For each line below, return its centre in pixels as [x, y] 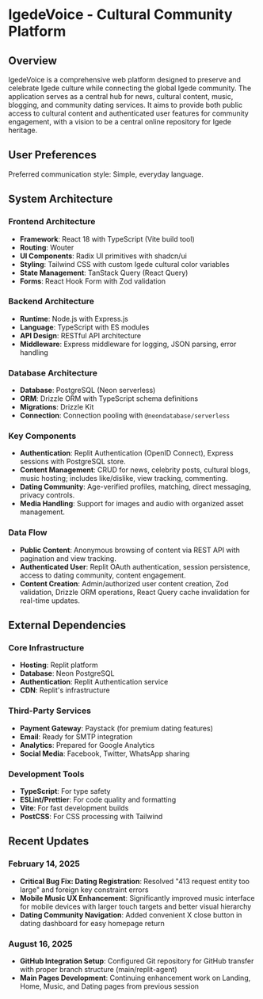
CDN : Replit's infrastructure [65, 690]
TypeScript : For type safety [65, 791]
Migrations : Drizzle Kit [57, 407]
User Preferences [52, 155]
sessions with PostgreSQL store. [73, 462]
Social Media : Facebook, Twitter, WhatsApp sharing [105, 753]
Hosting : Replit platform [59, 665]
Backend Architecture [51, 301]
